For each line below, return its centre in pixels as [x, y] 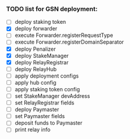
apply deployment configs [47, 76]
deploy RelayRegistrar [42, 62]
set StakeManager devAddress [52, 96]
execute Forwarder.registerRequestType [64, 35]
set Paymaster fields [40, 116]
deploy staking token [40, 22]
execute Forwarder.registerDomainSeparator [69, 42]
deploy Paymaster [37, 110]
